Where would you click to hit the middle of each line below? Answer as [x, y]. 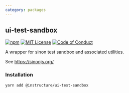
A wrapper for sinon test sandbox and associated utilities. [65, 52]
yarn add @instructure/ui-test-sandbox [47, 85]
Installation [19, 75]
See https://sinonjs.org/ [30, 62]
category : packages [26, 10]
